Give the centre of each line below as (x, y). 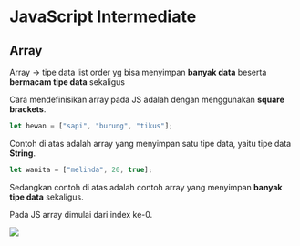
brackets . (28, 109)
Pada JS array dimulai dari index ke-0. (81, 214)
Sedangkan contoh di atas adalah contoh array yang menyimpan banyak (146, 187)
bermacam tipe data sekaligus (67, 82)
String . (23, 153)
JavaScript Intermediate (103, 17)
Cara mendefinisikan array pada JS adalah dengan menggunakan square (147, 99)
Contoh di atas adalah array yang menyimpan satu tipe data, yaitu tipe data (150, 143)
